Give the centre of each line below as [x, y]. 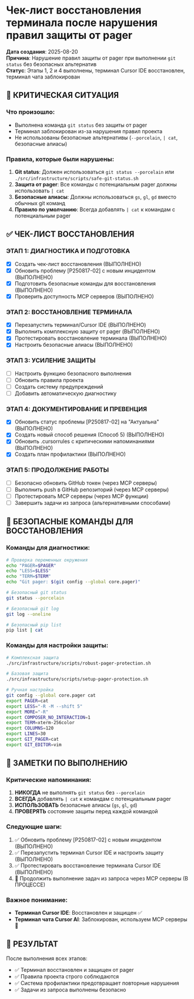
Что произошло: [31, 112]
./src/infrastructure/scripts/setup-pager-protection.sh [77, 679]
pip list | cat [25, 630]
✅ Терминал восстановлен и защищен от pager [74, 970]
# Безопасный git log [33, 609]
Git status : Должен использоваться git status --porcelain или [94, 172]
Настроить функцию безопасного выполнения [73, 373]
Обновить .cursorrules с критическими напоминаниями [84, 441]
